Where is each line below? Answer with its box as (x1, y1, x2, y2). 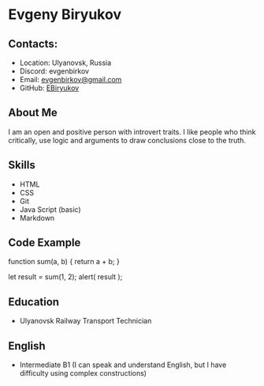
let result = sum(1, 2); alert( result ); (8, 272, 123, 282)
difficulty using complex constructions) (19, 369, 147, 378)
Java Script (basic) (19, 204, 81, 214)
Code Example (8, 236, 81, 250)
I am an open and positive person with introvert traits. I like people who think (8, 127, 256, 136)
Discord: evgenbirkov (19, 66, 89, 76)
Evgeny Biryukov (8, 6, 122, 24)
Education (8, 295, 60, 308)
